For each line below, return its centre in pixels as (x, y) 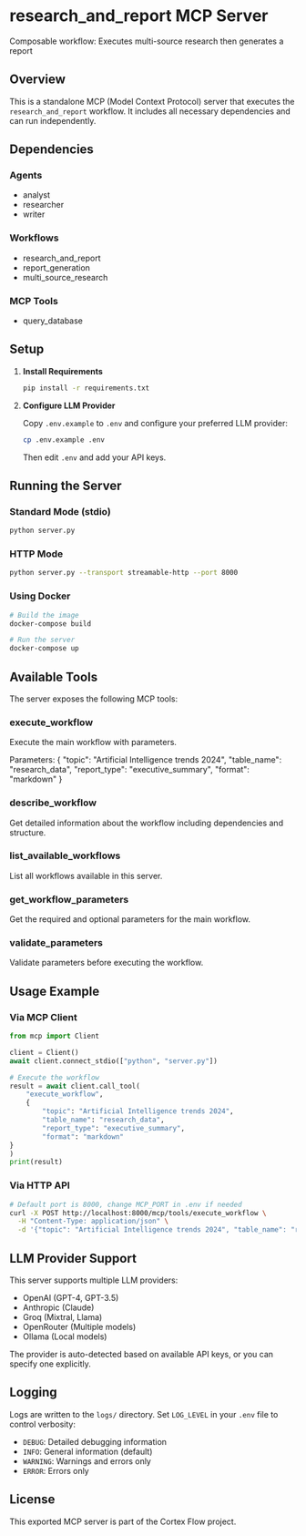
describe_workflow (53, 803)
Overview (38, 80)
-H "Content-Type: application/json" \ (93, 1222)
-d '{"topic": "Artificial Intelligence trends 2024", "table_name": (152, 1230)
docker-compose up (44, 649)
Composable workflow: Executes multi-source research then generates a (147, 41)
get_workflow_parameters (69, 899)
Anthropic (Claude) (58, 1307)
